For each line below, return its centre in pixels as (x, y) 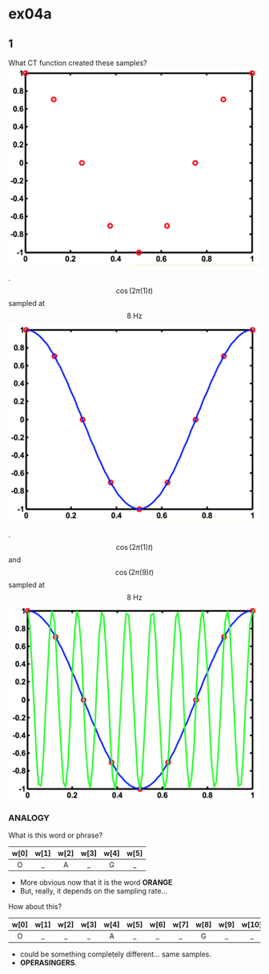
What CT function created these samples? (78, 63)
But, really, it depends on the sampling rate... (94, 891)
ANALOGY (29, 817)
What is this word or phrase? (56, 835)
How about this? (35, 907)
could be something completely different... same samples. (116, 954)
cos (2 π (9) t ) (134, 572)
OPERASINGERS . (48, 962)
